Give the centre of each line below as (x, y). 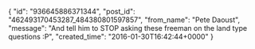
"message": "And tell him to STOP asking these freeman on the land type (128, 28)
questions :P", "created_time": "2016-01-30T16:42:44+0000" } (111, 36)
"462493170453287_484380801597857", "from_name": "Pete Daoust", (124, 20)
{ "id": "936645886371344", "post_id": (72, 11)
